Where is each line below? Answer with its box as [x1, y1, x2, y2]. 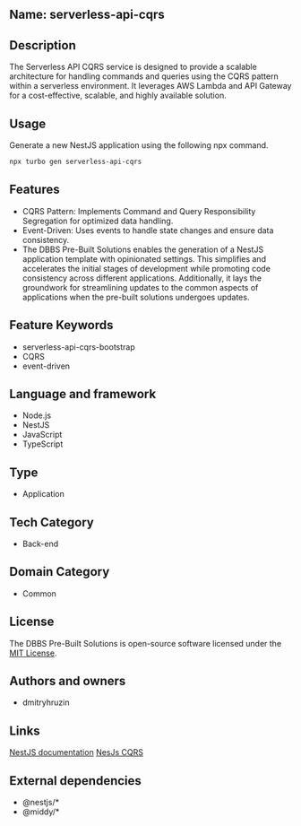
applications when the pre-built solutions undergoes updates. [21, 291, 250, 302]
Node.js [21, 410, 52, 421]
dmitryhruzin [21, 697, 70, 708]
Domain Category [9, 564, 110, 579]
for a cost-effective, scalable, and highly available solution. [9, 90, 227, 101]
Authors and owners [9, 673, 126, 689]
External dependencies [9, 773, 142, 788]
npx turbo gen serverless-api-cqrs [9, 157, 142, 167]
